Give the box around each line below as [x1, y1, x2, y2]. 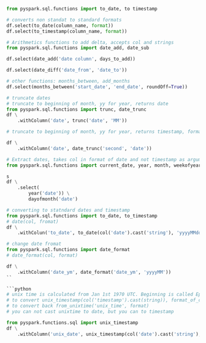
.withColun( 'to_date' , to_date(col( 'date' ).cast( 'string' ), [17, 230, 174, 236]
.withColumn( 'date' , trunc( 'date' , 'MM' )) [17, 118, 128, 124]
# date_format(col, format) [6, 252, 78, 258]
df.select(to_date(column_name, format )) [6, 22, 114, 29]
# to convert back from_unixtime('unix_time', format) [6, 303, 150, 309]
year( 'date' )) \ [28, 190, 70, 197]
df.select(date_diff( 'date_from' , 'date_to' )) [6, 67, 128, 73]
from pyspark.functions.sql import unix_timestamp [6, 319, 139, 326]
